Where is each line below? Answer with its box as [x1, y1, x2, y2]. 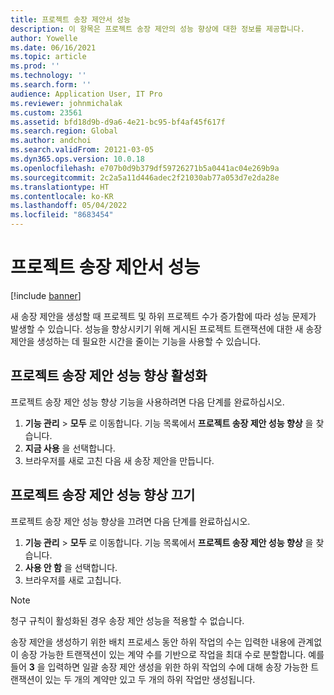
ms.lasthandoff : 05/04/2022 [10, 201, 128, 211]
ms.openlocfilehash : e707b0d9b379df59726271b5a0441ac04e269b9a [10, 163, 280, 173]
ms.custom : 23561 [10, 107, 83, 118]
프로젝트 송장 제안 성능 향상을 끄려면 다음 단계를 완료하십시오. [10, 515, 251, 527]
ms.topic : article [10, 52, 87, 62]
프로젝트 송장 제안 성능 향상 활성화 [10, 367, 208, 385]
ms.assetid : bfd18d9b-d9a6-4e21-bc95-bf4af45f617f [10, 117, 226, 127]
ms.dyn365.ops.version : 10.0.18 [10, 154, 145, 164]
